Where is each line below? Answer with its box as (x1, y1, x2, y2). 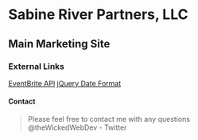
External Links (8, 61, 65, 72)
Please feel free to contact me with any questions (27, 115, 191, 124)
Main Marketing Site (8, 37, 111, 51)
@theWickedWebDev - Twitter (27, 123, 127, 132)
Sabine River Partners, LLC (8, 6, 188, 24)
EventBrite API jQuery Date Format (8, 78, 122, 88)
